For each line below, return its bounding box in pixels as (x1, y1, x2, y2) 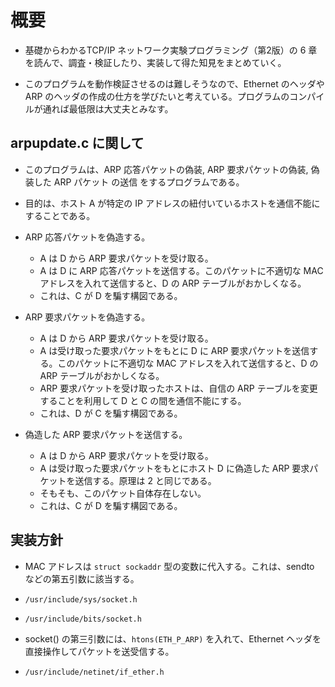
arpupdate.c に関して (10, 135, 145, 152)
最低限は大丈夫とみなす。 (68, 102, 174, 115)
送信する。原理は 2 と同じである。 (74, 474, 217, 486)
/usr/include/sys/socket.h (24, 594, 138, 605)
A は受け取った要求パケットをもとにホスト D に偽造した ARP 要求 (39, 462, 310, 474)
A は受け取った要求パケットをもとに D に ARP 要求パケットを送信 (39, 344, 310, 356)
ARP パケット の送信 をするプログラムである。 (53, 176, 245, 188)
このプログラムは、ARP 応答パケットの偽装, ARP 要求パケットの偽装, (24, 163, 309, 175)
